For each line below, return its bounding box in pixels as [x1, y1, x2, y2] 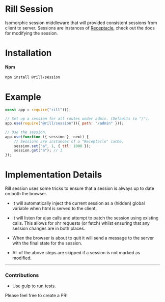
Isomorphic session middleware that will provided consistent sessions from [5, 20, 157, 26]
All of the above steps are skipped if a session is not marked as [12, 250, 140, 256]
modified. [12, 255, 32, 261]
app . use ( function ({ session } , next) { [5, 134, 89, 139]
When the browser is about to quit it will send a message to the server [12, 235, 154, 241]
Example [5, 91, 41, 102]
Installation [5, 48, 52, 59]
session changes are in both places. [12, 225, 85, 232]
